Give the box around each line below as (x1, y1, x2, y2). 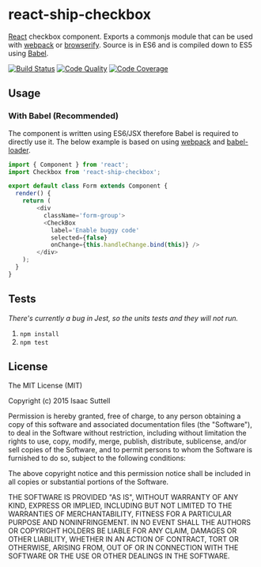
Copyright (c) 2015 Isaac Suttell (8, 396, 111, 406)
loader (8, 145, 29, 155)
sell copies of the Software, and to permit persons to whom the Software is (8, 445, 253, 455)
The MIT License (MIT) (8, 381, 83, 391)
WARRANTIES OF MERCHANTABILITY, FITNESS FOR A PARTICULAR (8, 509, 232, 519)
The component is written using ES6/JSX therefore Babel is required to (8, 128, 239, 138)
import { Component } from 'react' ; (8, 161, 129, 168)
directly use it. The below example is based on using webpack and (8, 137, 225, 146)
